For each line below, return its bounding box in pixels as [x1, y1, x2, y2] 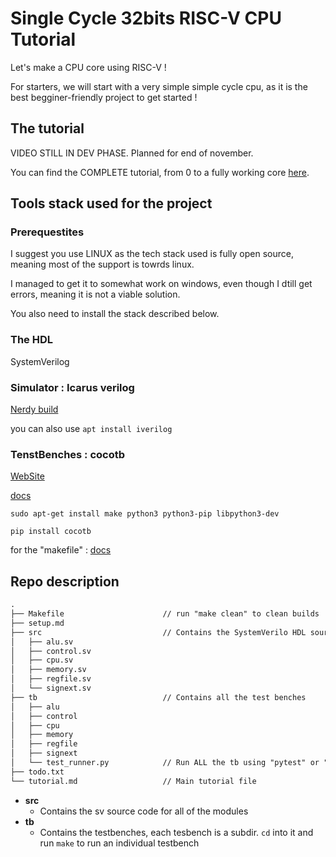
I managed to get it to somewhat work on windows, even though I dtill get [10, 278, 313, 290]
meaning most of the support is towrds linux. [10, 258, 195, 271]
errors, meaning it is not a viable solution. [10, 288, 181, 301]
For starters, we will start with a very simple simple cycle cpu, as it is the [10, 80, 308, 92]
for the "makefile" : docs [10, 544, 112, 556]
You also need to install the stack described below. [10, 308, 220, 320]
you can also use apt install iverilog [10, 423, 173, 435]
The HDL [10, 333, 54, 347]
